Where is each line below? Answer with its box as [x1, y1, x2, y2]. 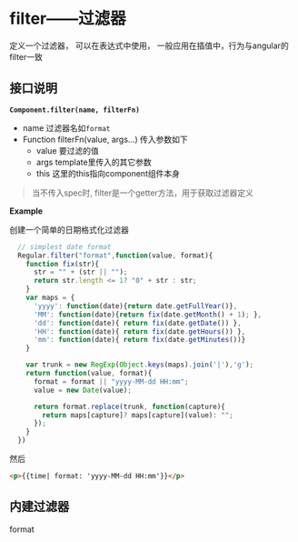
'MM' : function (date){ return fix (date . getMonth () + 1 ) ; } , [33, 310, 263, 319]
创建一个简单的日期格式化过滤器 [9, 224, 129, 235]
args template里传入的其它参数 [35, 156, 152, 167]
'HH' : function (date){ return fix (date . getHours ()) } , [33, 326, 246, 336]
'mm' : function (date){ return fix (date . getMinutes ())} [33, 336, 246, 345]
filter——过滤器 [9, 8, 127, 29]
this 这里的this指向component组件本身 [35, 167, 180, 178]
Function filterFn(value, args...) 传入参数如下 [22, 134, 188, 145]
